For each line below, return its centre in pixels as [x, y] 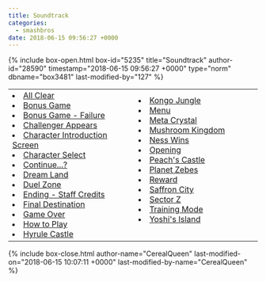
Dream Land [46, 175]
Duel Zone [42, 185]
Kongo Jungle [175, 101]
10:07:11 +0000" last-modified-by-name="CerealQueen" [156, 262]
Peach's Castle [177, 160]
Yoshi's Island [175, 219]
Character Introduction [65, 135]
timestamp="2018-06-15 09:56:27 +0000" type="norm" [140, 69]
